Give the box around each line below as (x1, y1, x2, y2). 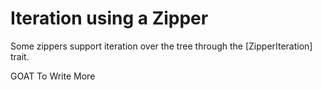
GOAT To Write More (10, 70, 96, 82)
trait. (10, 50, 30, 62)
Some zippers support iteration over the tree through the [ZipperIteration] (10, 40, 313, 52)
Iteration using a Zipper (10, 7, 209, 30)
